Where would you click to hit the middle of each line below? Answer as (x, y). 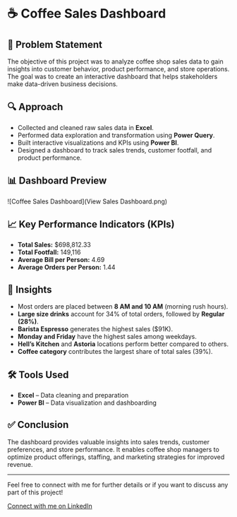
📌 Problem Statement (55, 44)
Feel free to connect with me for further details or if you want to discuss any (118, 485)
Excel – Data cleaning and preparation (73, 396)
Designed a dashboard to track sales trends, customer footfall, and (115, 150)
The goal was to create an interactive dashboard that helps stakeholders (113, 76)
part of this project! (35, 492)
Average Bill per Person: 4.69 (61, 260)
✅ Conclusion (38, 425)
